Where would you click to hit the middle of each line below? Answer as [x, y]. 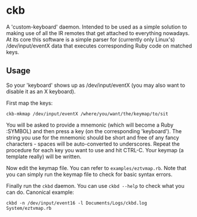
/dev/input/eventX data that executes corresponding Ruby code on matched [99, 46]
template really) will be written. [44, 156]
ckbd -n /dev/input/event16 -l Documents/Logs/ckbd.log [77, 203]
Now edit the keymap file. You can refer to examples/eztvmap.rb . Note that [96, 168]
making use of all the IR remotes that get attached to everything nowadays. [98, 33]
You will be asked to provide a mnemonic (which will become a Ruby [90, 125]
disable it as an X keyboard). [41, 91]
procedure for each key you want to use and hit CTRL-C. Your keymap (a [95, 150]
